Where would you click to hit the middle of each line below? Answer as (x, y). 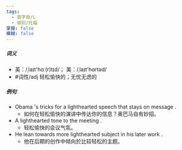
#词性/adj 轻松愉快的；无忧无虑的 (56, 77)
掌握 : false (20, 28)
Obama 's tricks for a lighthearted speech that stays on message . (95, 107)
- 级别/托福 (24, 23)
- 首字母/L (23, 17)
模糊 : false (20, 34)
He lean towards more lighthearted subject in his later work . (89, 135)
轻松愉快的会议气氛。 (50, 127)
